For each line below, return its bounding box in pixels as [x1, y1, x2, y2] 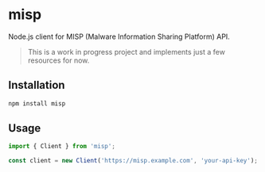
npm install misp [8, 99, 66, 108]
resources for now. [27, 55, 90, 65]
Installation [8, 78, 65, 92]
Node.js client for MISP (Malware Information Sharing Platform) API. [8, 32, 231, 41]
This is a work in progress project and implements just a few [27, 47, 225, 56]
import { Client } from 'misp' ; [8, 143, 115, 151]
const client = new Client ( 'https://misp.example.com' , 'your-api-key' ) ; [8, 157, 259, 165]
